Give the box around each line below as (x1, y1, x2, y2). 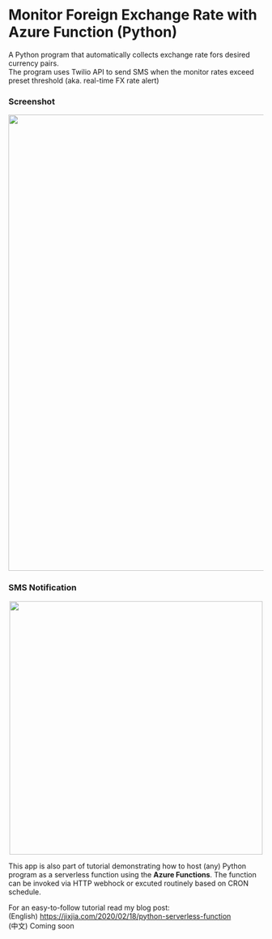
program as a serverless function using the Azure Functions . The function (8, 869, 257, 879)
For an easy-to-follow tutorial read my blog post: (8, 903, 170, 912)
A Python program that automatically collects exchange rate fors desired (8, 49, 251, 59)
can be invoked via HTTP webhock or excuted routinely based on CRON (8, 878, 249, 888)
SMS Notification (8, 582, 77, 594)
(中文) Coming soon (8, 920, 74, 930)
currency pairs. (8, 58, 59, 68)
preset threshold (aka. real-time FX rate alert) (8, 75, 159, 85)
